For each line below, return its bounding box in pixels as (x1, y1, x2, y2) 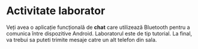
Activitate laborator (6, 4, 106, 18)
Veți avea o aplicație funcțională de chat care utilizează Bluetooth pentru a (6, 24, 190, 31)
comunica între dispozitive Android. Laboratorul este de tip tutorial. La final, (6, 30, 193, 37)
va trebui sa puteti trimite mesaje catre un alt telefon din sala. (6, 36, 157, 43)
